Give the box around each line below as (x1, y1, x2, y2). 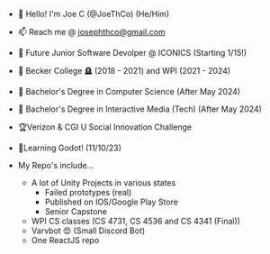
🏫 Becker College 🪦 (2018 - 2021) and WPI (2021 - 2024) (17, 66, 231, 76)
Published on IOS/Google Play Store (44, 196, 178, 207)
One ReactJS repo (31, 235, 100, 245)
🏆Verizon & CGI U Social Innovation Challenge (17, 122, 192, 132)
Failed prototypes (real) (44, 187, 132, 197)
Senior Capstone (44, 206, 108, 216)
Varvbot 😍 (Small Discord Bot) (31, 225, 146, 236)
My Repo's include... (17, 160, 94, 170)
